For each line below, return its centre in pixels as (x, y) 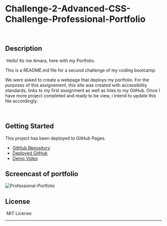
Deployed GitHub (30, 153)
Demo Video (25, 158)
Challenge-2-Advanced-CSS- (68, 9)
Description (24, 48)
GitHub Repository (31, 148)
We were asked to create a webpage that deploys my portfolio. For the (77, 79)
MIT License (19, 214)
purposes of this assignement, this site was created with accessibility (76, 85)
